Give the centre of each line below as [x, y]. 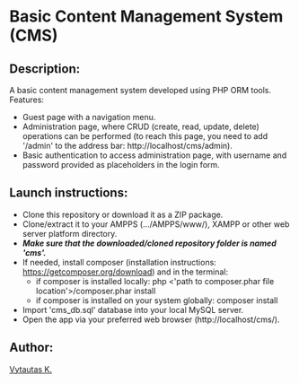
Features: [27, 100]
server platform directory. [70, 233]
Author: [31, 348]
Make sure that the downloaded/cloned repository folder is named [149, 243]
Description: [45, 69]
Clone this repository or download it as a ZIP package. [123, 214]
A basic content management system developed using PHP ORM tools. [141, 90]
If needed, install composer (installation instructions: [119, 262]
